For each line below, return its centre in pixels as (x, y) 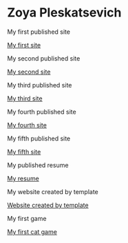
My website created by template (53, 191)
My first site (24, 45)
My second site (29, 72)
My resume (23, 178)
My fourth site (27, 125)
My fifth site (24, 151)
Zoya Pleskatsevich (64, 13)
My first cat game (32, 231)
